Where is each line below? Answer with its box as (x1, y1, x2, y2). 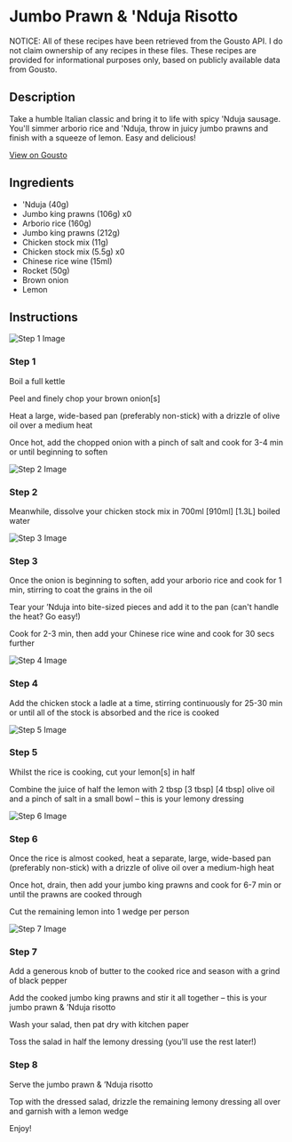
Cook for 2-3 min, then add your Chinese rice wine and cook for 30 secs (9, 629, 275, 639)
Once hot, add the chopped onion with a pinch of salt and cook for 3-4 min (9, 437, 284, 447)
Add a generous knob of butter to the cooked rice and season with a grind (9, 966, 280, 977)
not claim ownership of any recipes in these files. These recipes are (9, 44, 257, 55)
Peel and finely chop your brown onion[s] (9, 393, 161, 404)
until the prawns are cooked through (9, 889, 142, 900)
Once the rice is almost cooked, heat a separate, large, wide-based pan (9, 853, 272, 864)
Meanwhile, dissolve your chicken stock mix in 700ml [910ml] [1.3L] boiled (9, 505, 281, 517)
